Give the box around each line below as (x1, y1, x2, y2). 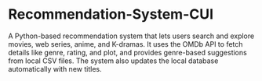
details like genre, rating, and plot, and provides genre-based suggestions (8, 48, 247, 57)
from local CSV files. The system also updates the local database (8, 56, 219, 65)
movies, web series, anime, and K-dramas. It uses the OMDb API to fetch (8, 39, 243, 48)
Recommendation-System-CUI (8, 5, 214, 23)
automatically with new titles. (8, 64, 102, 73)
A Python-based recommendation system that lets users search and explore (8, 31, 255, 40)
